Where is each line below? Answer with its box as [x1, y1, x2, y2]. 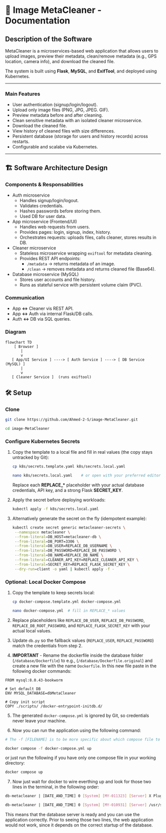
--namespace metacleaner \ [14, 530, 70, 535]
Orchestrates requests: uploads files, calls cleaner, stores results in [19, 234, 157, 240]
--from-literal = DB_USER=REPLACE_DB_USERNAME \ [14, 544, 112, 549]
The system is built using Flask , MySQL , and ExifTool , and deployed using [5, 68, 157, 74]
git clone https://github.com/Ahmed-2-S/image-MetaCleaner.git [5, 417, 138, 422]
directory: [5, 760, 25, 766]
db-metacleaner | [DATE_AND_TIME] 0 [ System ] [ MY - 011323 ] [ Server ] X [5, 794, 152, 799]
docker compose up [5, 769, 43, 775]
